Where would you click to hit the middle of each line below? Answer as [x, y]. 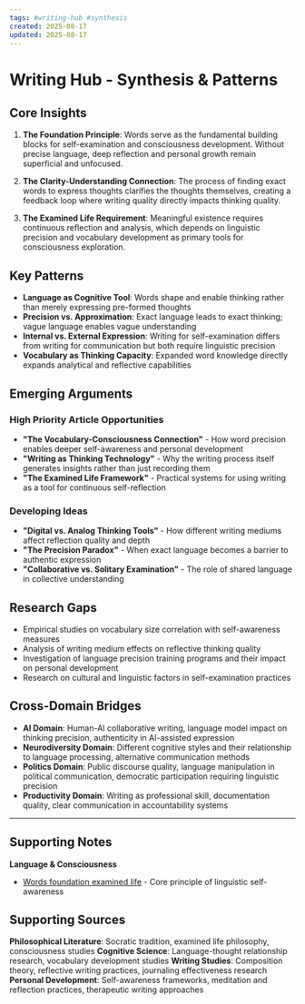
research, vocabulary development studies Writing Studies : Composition [146, 961]
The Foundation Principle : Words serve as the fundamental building [150, 135]
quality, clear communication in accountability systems [125, 805]
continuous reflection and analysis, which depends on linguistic [141, 228]
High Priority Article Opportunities [87, 419]
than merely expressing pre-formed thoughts [107, 307]
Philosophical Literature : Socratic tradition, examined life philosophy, [139, 941]
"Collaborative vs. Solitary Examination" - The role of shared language [157, 569]
